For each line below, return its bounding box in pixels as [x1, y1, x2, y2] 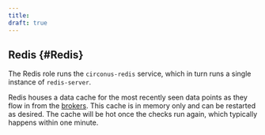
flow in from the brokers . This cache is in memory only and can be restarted [8, 101, 256, 111]
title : [8, 11, 30, 20]
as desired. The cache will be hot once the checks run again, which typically [8, 110, 258, 119]
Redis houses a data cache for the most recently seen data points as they [8, 92, 248, 103]
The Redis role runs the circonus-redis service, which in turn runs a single [8, 69, 252, 79]
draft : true [8, 19, 47, 27]
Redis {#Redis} [8, 48, 84, 62]
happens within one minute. [8, 118, 99, 127]
